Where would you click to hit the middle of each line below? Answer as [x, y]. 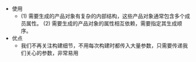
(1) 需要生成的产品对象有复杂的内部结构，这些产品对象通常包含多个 [103, 16]
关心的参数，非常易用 [52, 53]
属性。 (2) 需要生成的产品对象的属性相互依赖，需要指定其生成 [102, 23]
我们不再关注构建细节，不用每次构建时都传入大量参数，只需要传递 [102, 45]
